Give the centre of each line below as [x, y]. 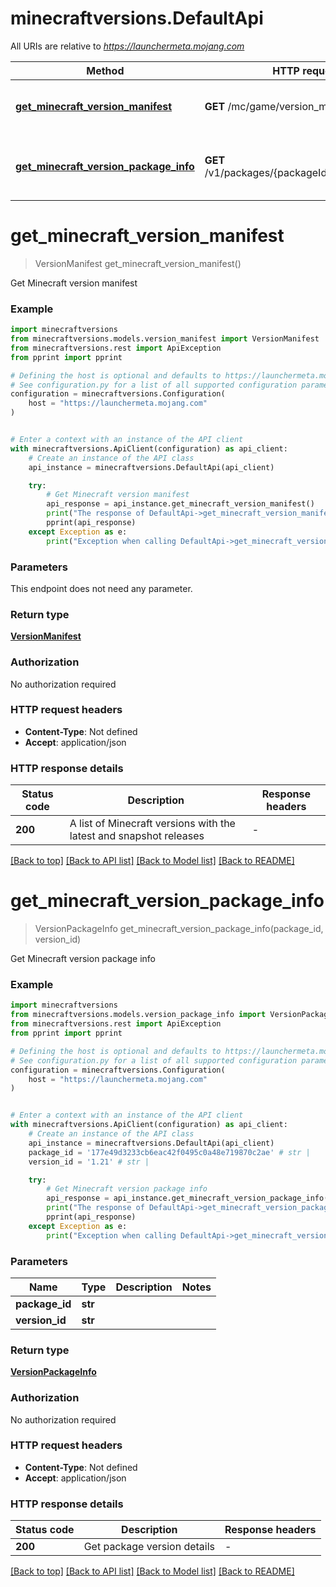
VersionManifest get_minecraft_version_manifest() [138, 263]
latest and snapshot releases [137, 836]
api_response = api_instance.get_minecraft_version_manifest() [180, 504]
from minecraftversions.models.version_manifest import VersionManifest [165, 339]
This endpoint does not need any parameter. [101, 588]
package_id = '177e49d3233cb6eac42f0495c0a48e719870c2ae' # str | [169, 1152]
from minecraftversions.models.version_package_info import [138, 1015]
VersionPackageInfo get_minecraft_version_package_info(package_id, [179, 929]
